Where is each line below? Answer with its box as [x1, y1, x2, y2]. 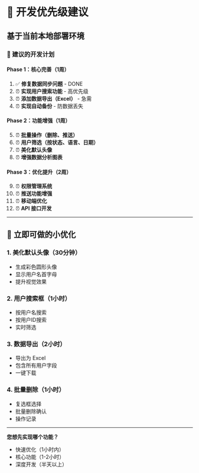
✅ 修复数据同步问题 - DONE [15, 80, 83, 87]
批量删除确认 [15, 407, 47, 415]
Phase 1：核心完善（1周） [6, 66, 70, 73]
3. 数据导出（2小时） [6, 340, 67, 349]
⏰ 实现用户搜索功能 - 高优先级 [15, 87, 89, 95]
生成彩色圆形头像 [15, 263, 57, 270]
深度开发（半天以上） [15, 461, 67, 468]
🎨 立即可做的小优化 [6, 229, 76, 239]
